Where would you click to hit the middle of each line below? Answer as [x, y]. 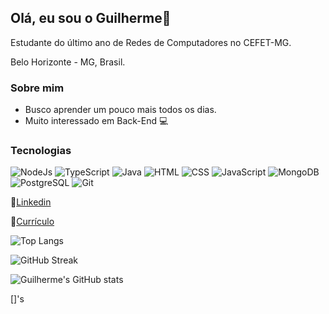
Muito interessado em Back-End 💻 [96, 121]
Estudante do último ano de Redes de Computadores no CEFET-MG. [151, 42]
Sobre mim [37, 88]
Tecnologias [41, 151]
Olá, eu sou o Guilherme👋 [91, 18]
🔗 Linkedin [31, 202]
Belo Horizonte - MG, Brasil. [68, 62]
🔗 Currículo [32, 222]
